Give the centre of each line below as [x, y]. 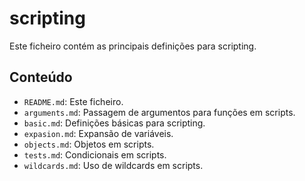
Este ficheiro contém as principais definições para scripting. [133, 46]
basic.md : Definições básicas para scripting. [114, 123]
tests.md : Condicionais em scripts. [95, 154]
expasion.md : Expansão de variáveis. [98, 133]
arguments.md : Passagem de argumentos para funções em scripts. [159, 112]
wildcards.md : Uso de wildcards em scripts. [113, 165]
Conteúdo [41, 77]
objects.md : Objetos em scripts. [89, 144]
